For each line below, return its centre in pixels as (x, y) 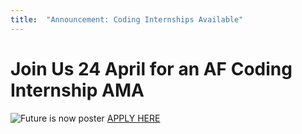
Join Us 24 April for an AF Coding (151, 68)
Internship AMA (77, 90)
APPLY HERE (133, 118)
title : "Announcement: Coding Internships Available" (127, 19)
